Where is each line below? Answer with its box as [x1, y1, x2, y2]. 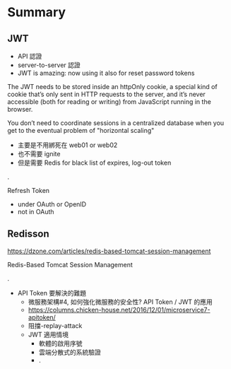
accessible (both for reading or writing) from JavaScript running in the [7, 98, 212, 106]
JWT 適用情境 [28, 330, 69, 339]
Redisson [7, 228, 49, 240]
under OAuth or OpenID [17, 200, 87, 209]
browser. [7, 105, 33, 113]
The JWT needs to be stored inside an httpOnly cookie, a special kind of [7, 83, 218, 90]
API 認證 [17, 52, 42, 60]
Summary [7, 4, 66, 20]
